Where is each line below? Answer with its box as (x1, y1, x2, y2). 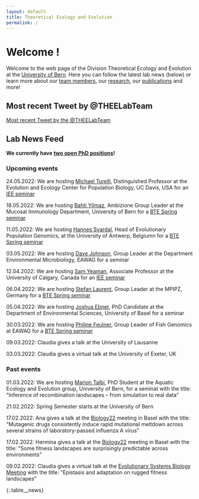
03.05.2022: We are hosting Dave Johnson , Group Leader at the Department (6, 250, 193, 257)
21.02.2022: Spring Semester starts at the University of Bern (6, 402, 154, 410)
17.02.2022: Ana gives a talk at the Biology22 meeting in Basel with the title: (6, 414, 191, 421)
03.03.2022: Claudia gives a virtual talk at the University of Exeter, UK (6, 350, 176, 357)
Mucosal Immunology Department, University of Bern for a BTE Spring (6, 208, 178, 215)
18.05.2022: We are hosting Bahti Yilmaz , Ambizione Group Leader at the (6, 202, 184, 209)
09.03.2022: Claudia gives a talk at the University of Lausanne (6, 339, 158, 346)
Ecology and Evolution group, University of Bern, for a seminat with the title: (6, 385, 191, 392)
